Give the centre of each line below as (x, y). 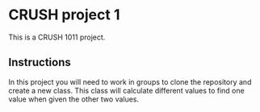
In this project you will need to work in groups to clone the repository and (130, 81)
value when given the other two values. (74, 99)
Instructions (40, 62)
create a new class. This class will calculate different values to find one (126, 90)
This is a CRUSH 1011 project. (57, 37)
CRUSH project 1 (64, 15)
